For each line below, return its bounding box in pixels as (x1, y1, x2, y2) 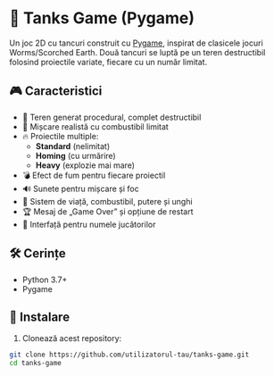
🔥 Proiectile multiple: (21, 130, 99, 141)
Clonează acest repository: (21, 333, 122, 344)
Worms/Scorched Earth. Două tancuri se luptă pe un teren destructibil (9, 46, 266, 57)
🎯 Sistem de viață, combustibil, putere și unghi (21, 196, 194, 206)
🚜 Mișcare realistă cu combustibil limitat (21, 121, 170, 132)
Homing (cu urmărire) (35, 150, 116, 161)
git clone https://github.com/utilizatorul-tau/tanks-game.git (9, 350, 250, 360)
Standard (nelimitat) (35, 140, 111, 151)
